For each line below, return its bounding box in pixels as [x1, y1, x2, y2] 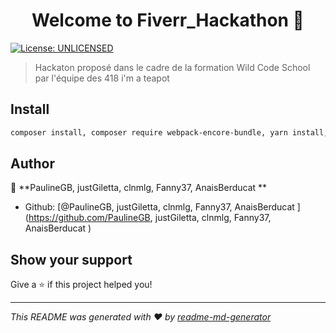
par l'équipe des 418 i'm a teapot [34, 72, 170, 84]
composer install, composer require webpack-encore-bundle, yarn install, [10, 127, 329, 138]
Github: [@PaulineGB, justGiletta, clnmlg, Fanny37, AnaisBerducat [24, 201, 295, 213]
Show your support [10, 251, 133, 268]
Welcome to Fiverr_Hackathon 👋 [31, 9, 305, 32]
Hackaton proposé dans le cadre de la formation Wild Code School [34, 61, 311, 73]
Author [10, 155, 55, 173]
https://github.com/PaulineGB [28, 212, 151, 224]
